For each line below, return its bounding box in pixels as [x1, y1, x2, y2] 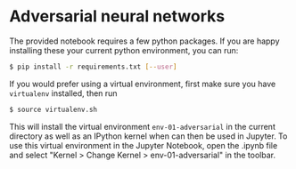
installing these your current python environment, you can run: [9, 44, 239, 55]
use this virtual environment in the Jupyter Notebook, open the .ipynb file [9, 140, 278, 150]
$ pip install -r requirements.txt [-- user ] [9, 62, 177, 71]
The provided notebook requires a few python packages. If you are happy [9, 36, 280, 46]
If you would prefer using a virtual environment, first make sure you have [9, 78, 276, 89]
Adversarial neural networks [9, 6, 226, 27]
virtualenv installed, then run [9, 87, 118, 99]
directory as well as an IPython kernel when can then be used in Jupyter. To [9, 131, 288, 141]
